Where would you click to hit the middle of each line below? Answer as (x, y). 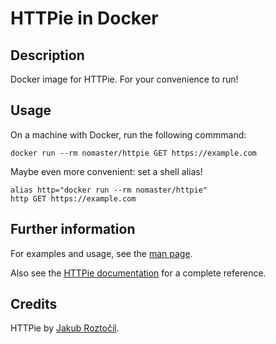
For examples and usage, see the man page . (101, 253)
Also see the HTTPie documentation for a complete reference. (138, 273)
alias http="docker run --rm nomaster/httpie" (109, 190)
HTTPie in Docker (84, 18)
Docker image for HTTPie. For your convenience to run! (124, 79)
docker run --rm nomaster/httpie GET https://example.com (133, 153)
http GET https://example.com (73, 198)
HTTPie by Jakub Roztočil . (65, 328)
